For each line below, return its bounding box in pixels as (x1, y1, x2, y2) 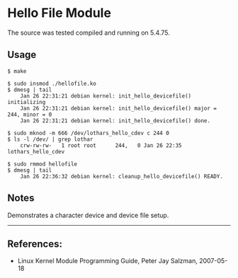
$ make (7, 67, 27, 75)
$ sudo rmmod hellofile (7, 161, 78, 168)
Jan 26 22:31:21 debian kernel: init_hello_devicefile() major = (20, 105, 217, 112)
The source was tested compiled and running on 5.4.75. (7, 28, 170, 37)
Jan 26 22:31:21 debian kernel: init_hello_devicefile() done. (20, 117, 211, 124)
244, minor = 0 (7, 111, 52, 118)
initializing (7, 98, 46, 105)
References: (7, 238, 62, 250)
